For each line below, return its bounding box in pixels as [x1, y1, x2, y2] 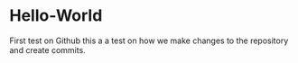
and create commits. [9, 44, 86, 55]
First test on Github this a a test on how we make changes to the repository [9, 35, 289, 46]
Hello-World [9, 5, 103, 26]
